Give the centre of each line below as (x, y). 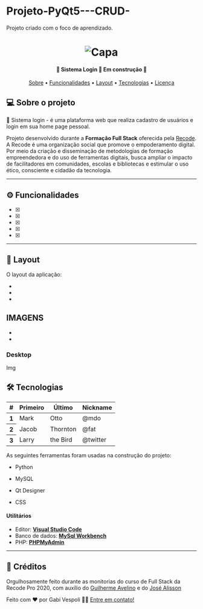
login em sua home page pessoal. (48, 127)
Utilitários (19, 516)
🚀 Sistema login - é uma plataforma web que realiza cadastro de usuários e (100, 120)
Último (63, 407)
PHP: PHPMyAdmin (40, 542)
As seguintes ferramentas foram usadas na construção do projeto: (89, 455)
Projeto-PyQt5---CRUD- (68, 11)
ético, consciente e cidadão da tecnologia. (59, 170)
